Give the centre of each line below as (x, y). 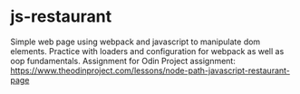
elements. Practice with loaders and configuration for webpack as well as (147, 51)
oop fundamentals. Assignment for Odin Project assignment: (123, 61)
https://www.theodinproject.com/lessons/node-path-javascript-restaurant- (150, 70)
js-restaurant (61, 17)
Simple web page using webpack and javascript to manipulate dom (135, 42)
